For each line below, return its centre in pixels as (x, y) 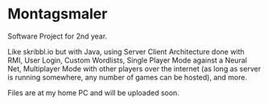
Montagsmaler (58, 14)
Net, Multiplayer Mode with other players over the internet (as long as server (134, 68)
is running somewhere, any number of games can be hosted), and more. (127, 77)
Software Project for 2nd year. (58, 36)
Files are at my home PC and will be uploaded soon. (94, 92)
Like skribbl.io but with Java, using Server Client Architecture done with (126, 51)
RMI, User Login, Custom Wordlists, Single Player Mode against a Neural (127, 60)
